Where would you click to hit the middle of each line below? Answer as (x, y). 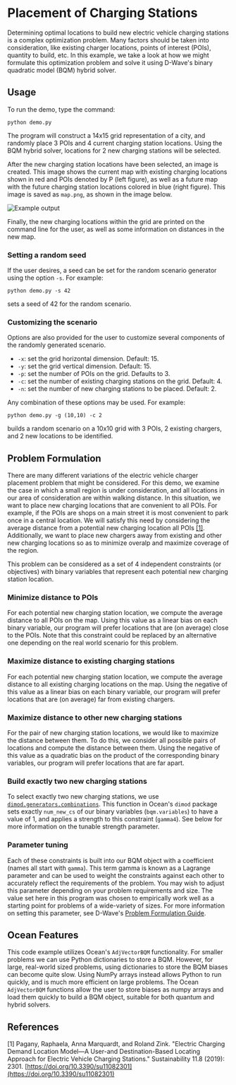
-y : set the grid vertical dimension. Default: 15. (84, 366)
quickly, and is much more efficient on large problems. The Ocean (103, 982)
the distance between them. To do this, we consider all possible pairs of (112, 741)
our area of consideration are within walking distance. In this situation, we (114, 498)
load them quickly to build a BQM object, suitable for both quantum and (111, 997)
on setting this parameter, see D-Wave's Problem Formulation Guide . (107, 913)
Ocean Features (43, 936)
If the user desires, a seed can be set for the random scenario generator (112, 271)
